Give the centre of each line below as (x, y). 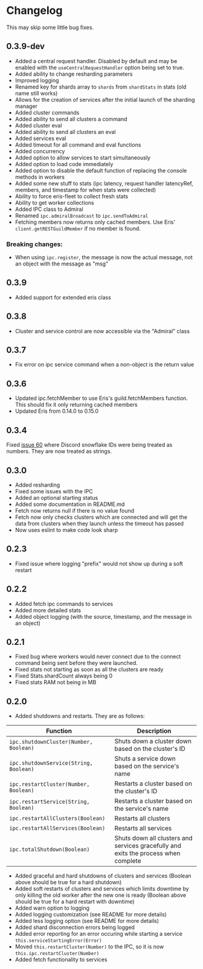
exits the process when (147, 853)
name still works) (36, 93)
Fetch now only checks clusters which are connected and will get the (101, 517)
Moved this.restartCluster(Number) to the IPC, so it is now (89, 947)
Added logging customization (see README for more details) (91, 914)
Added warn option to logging (52, 908)
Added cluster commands (47, 112)
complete (128, 861)
